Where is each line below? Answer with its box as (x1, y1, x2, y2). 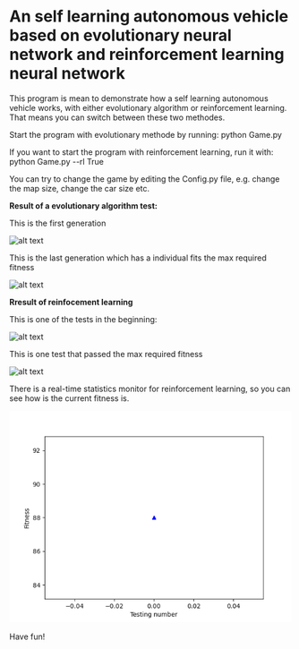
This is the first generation (9, 218, 107, 228)
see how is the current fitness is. (9, 392, 130, 404)
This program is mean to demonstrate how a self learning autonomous (9, 92, 269, 104)
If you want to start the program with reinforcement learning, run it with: (9, 146, 274, 158)
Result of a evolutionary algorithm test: (9, 200, 158, 211)
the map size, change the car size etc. (9, 183, 150, 193)
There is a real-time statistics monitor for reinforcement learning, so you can (9, 383, 291, 394)
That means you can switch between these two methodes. (9, 112, 226, 123)
